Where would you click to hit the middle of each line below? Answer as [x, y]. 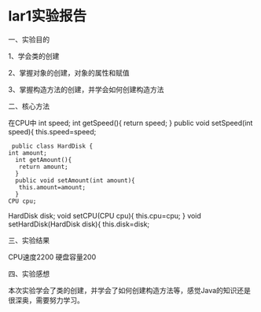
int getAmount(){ [44, 160]
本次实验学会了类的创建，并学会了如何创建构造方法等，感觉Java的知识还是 [130, 290]
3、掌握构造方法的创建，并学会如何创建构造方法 [86, 89]
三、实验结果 [29, 240]
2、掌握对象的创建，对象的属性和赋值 [69, 72]
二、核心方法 [29, 106]
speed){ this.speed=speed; [52, 131]
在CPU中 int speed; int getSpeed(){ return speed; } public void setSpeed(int [130, 123]
